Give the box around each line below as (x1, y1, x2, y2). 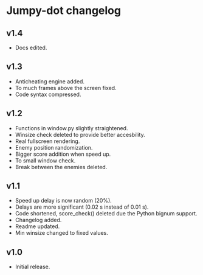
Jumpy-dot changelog (6, 4, 122, 18)
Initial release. (15, 263, 50, 271)
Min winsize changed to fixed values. (15, 229, 108, 237)
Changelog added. (15, 217, 62, 224)
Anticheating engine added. (15, 77, 85, 85)
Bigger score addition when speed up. (15, 150, 111, 158)
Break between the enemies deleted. (15, 163, 108, 170)
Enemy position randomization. (15, 144, 93, 151)
